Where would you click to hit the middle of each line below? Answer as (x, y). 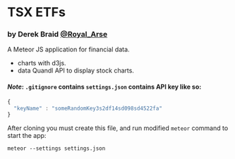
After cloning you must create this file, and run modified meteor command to (118, 128)
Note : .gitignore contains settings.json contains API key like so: (104, 87)
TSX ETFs (36, 12)
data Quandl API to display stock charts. (76, 70)
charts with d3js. (42, 63)
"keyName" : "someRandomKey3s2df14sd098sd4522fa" (88, 108)
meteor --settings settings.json (56, 148)
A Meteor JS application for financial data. (68, 49)
